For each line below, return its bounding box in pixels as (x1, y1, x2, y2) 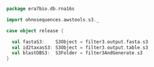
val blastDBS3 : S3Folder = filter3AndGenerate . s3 (12, 50, 143, 56)
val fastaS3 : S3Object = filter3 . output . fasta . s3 (12, 38, 149, 45)
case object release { (6, 27, 64, 33)
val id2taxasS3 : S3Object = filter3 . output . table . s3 (12, 44, 149, 51)
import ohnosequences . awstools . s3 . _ (6, 16, 99, 23)
